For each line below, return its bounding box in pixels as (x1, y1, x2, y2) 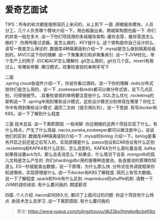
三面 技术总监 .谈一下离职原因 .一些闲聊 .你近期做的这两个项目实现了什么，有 (5, 121, 158, 127)
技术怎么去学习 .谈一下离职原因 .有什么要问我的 (15, 198, 110, 204)
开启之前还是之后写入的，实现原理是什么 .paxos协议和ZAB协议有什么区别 (9, 139, 155, 145)
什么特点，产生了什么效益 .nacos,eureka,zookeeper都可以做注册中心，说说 (5, 127, 155, 133)
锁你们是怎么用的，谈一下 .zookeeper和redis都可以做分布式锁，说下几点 (5, 86, 149, 92)
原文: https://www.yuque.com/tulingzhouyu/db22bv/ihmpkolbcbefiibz (16, 208, 156, 214)
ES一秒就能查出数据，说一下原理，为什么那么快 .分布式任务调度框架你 (15, 163, 155, 169)
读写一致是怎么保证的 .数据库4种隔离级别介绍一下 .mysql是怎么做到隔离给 (5, 46, 152, 51)
